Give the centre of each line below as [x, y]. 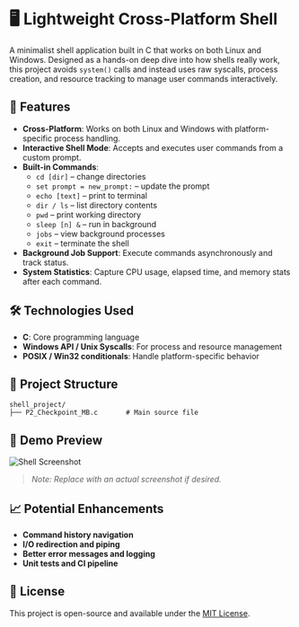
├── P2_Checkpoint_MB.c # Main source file [104, 413]
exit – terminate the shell [83, 243]
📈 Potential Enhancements [87, 509]
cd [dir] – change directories [91, 176]
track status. [45, 262]
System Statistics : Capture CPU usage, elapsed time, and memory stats [156, 271]
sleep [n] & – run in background [96, 224]
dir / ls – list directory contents [97, 205]
